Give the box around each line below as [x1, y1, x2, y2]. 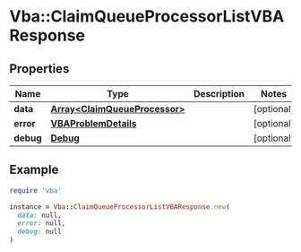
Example [9, 162, 59, 178]
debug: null [17, 227, 63, 237]
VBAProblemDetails [50, 117, 137, 129]
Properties [9, 61, 70, 76]
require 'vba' [9, 186, 63, 195]
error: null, [17, 219, 66, 228]
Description [193, 88, 245, 100]
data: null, [17, 211, 63, 220]
